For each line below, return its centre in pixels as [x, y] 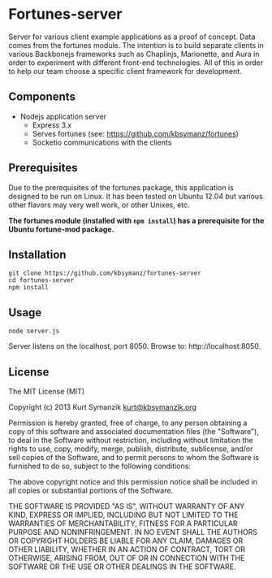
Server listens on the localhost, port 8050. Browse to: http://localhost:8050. [135, 346]
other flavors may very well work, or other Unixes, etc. [99, 205]
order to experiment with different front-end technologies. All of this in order [136, 63]
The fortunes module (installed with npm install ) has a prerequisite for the [136, 220]
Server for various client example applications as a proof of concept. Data [132, 37]
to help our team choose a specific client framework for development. [125, 71]
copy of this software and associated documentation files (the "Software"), [134, 431]
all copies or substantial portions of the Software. [91, 490]
